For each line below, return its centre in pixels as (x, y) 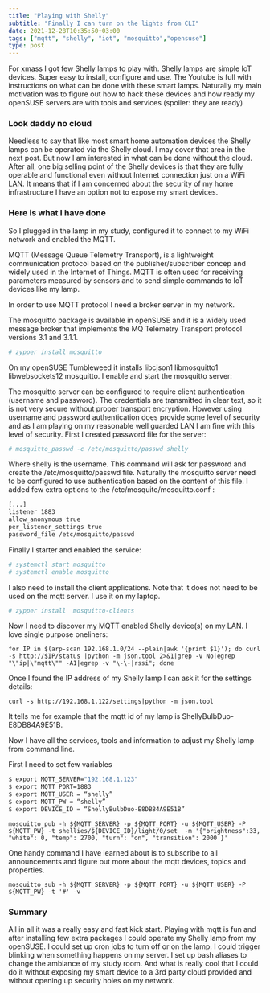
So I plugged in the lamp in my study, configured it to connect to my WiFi (129, 231)
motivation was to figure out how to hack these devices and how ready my (132, 94)
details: (20, 687)
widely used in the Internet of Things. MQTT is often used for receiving (126, 272)
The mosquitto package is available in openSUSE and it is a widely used (127, 320)
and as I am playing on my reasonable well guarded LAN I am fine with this (132, 425)
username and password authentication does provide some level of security (134, 417)
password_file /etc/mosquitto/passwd (72, 534)
